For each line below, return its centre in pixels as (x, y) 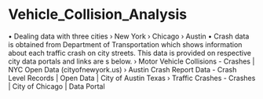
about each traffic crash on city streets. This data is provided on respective (130, 53)
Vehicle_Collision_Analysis (97, 15)
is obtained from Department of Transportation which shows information (125, 44)
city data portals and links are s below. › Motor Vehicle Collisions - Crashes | (131, 61)
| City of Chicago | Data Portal (57, 86)
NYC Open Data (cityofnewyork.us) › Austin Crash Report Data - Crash (122, 69)
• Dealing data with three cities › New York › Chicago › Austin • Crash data (129, 36)
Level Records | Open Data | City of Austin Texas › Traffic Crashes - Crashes (132, 78)
